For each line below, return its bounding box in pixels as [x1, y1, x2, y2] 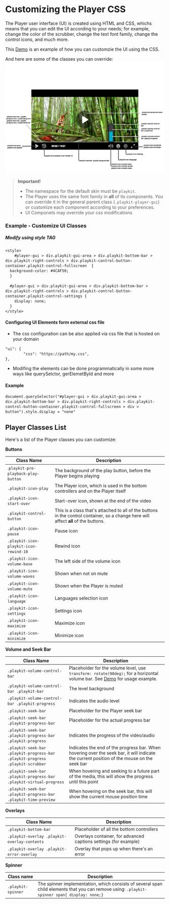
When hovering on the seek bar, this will [69, 788, 153, 794]
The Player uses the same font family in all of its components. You [25, 193, 163, 199]
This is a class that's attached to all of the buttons [55, 507, 158, 514]
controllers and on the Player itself [55, 488, 126, 494]
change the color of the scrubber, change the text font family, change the [5, 31, 158, 37]
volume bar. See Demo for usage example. [69, 675, 158, 682]
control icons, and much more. [5, 36, 69, 42]
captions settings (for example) [74, 838, 140, 845]
